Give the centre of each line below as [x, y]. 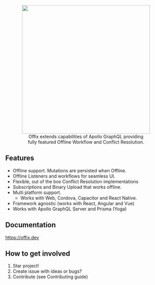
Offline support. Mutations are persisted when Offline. [70, 170]
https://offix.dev [22, 237]
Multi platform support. [37, 192]
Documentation [31, 225]
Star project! [26, 266]
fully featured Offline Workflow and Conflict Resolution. [86, 142]
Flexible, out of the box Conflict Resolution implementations [75, 181]
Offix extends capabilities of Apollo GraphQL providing [86, 137]
